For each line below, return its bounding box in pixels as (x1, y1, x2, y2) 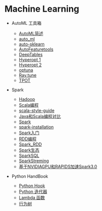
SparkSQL (18, 153, 39, 158)
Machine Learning (4, 3, 80, 15)
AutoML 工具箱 (11, 20, 42, 26)
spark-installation (18, 124, 54, 130)
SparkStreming (18, 157, 49, 164)
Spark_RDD (18, 141, 42, 147)
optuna (18, 67, 34, 73)
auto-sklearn (18, 41, 45, 47)
